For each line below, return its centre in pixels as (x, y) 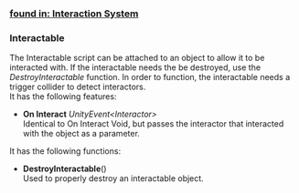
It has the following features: (63, 96)
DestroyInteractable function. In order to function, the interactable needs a (150, 77)
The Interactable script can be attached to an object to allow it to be (137, 58)
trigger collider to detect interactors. (78, 87)
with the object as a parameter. (81, 134)
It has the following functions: (65, 151)
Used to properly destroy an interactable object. (113, 178)
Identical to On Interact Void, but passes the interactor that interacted (153, 124)
